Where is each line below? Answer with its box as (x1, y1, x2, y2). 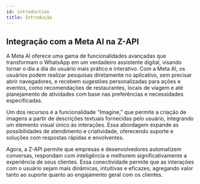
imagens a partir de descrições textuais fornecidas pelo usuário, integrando (6, 115, 194, 122)
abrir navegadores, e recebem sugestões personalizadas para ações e (6, 78, 181, 85)
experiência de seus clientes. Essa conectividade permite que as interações (6, 158, 194, 165)
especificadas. (6, 97, 43, 104)
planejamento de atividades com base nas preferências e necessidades (6, 91, 184, 98)
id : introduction (6, 8, 50, 15)
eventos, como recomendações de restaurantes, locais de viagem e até (6, 85, 183, 92)
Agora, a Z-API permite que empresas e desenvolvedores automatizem (6, 146, 182, 153)
